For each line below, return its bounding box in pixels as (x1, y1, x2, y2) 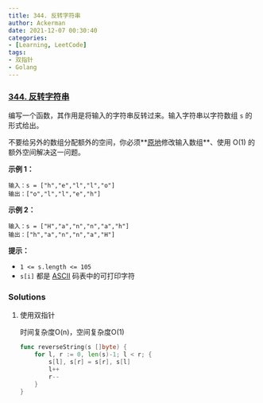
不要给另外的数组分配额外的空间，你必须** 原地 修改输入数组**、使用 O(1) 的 (8, 138, 256, 147)
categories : (8, 33, 48, 42)
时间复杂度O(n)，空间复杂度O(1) (19, 327, 125, 337)
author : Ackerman (8, 19, 66, 27)
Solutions (8, 291, 46, 302)
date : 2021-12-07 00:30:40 (8, 26, 98, 34)
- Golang (8, 64, 37, 72)
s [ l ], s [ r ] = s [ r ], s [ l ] (48, 358, 131, 366)
